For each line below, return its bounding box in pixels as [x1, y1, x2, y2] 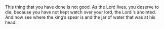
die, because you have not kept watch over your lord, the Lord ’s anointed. [5, 9, 157, 15]
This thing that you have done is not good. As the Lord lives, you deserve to [5, 4, 159, 10]
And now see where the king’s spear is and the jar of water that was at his [5, 14, 156, 20]
